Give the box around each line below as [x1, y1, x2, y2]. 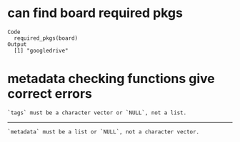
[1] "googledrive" [14, 47, 69, 54]
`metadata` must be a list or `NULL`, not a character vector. [7, 128, 200, 136]
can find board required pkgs [7, 5, 184, 21]
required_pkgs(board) [14, 34, 79, 42]
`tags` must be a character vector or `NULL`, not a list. [7, 109, 187, 116]
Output [7, 40, 27, 48]
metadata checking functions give [7, 71, 216, 87]
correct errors [7, 86, 93, 102]
